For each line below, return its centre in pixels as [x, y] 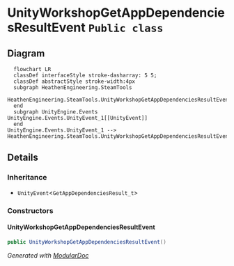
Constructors [30, 210]
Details [23, 158]
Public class [126, 29]
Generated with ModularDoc [48, 255]
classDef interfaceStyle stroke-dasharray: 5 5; [85, 75]
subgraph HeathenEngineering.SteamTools [73, 88]
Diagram [26, 53]
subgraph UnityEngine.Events [56, 112]
